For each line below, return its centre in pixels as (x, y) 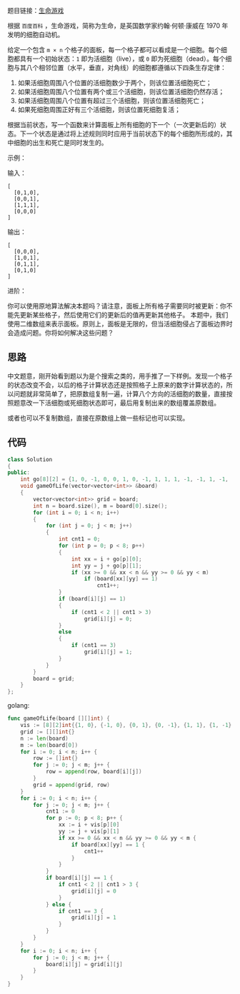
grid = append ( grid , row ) (72, 785)
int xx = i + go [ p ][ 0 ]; (106, 559)
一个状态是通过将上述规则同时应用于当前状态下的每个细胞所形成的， (126, 134)
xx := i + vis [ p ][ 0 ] (89, 825)
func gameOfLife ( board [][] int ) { (59, 719)
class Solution (30, 459)
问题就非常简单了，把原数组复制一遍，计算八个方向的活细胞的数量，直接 (120, 393)
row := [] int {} (56, 758)
